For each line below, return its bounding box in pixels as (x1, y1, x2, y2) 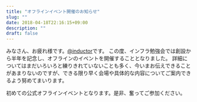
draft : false (6, 31, 38, 37)
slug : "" (6, 14, 28, 20)
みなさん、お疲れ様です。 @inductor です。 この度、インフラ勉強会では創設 (6, 48, 186, 55)
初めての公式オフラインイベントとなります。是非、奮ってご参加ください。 (6, 90, 186, 97)
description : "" (6, 25, 46, 31)
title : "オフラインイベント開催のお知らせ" (6, 8, 100, 15)
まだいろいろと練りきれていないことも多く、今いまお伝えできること (26, 62, 191, 70)
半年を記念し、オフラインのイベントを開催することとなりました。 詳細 (11, 55, 183, 62)
